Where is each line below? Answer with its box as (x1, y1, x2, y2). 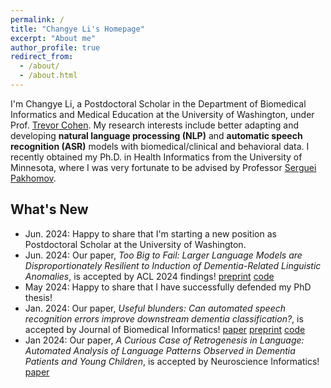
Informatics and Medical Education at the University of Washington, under (10, 108, 315, 120)
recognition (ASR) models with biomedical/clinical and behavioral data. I (10, 140, 310, 152)
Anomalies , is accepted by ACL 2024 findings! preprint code (24, 270, 275, 282)
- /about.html (19, 71, 78, 81)
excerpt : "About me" (10, 33, 97, 43)
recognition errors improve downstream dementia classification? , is (24, 312, 304, 325)
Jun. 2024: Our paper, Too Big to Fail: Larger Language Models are (24, 249, 303, 261)
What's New (10, 201, 89, 218)
